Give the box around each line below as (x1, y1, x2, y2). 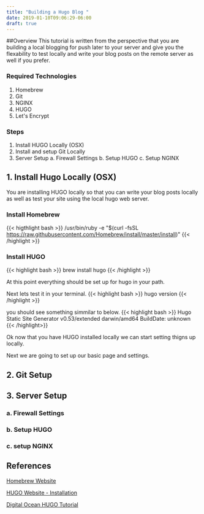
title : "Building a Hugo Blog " (6, 9, 89, 15)
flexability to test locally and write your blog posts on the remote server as (6, 50, 194, 58)
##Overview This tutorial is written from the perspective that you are (6, 37, 179, 45)
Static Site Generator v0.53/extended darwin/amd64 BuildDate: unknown (6, 315, 191, 323)
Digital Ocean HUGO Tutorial (6, 501, 78, 508)
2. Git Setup (6, 369, 52, 380)
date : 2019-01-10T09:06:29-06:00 (6, 15, 92, 21)
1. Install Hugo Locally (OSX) (6, 172, 117, 183)
